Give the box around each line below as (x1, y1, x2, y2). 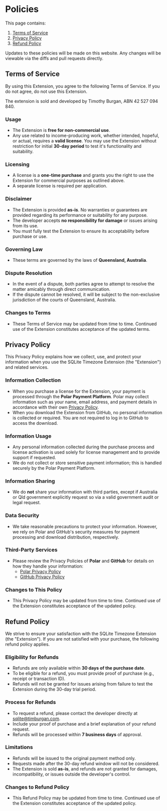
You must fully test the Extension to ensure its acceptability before (12, 228, 149, 234)
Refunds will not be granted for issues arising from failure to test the (12, 681, 153, 687)
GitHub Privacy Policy (19, 574, 65, 580)
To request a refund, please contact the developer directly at (12, 710, 138, 716)
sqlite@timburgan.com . (12, 716, 61, 722)
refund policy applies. (5, 641, 50, 647)
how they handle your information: (12, 563, 83, 569)
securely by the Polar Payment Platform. (12, 465, 95, 471)
